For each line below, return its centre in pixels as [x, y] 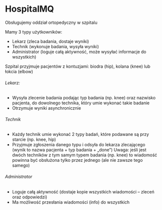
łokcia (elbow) [19, 71]
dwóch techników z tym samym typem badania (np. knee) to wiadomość [85, 155]
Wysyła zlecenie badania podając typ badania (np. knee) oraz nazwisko [84, 98]
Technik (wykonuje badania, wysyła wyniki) [56, 46]
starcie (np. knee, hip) [34, 139]
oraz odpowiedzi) [30, 197]
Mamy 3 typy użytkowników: [34, 32]
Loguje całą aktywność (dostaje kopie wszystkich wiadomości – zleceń [83, 191]
